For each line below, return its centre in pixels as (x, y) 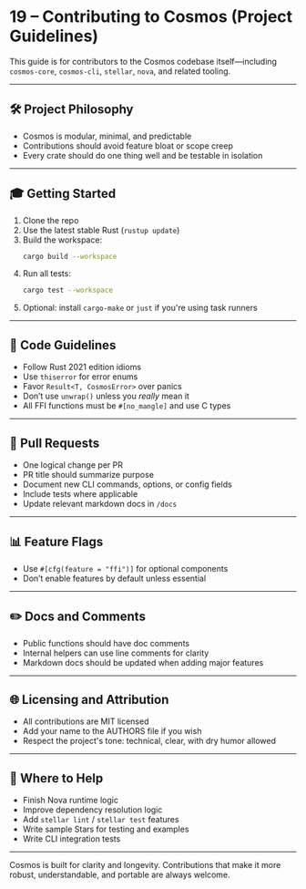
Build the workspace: (62, 240)
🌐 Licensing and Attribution (89, 699)
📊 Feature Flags (56, 542)
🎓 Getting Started (63, 194)
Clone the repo (51, 220)
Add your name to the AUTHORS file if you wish (112, 731)
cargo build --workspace (70, 256)
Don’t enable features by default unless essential (114, 578)
